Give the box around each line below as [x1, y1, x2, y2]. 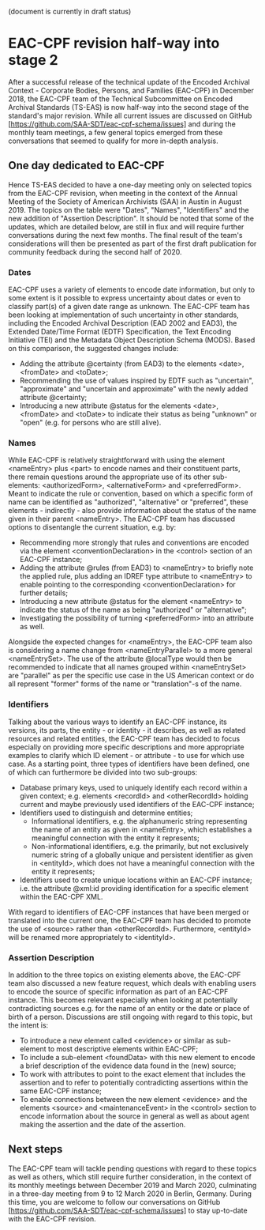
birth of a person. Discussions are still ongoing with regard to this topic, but [8, 1012, 253, 1021]
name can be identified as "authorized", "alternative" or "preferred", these [8, 497, 248, 507]
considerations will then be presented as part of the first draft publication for [8, 239, 257, 248]
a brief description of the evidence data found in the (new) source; [19, 1061, 237, 1070]
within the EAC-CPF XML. [19, 892, 103, 901]
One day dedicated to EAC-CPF [8, 159, 165, 172]
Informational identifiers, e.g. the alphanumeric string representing [31, 816, 248, 825]
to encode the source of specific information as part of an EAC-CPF [8, 987, 229, 996]
